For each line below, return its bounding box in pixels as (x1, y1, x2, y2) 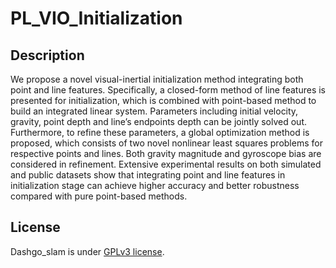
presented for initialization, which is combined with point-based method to (10, 95, 317, 106)
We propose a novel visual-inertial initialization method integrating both (10, 73, 304, 85)
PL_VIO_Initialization (10, 7, 183, 30)
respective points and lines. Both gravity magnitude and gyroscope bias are (10, 148, 322, 159)
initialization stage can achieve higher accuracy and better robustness (10, 180, 300, 191)
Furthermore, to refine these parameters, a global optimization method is (10, 127, 310, 138)
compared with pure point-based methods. (10, 190, 188, 202)
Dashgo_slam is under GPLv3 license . (10, 245, 165, 257)
